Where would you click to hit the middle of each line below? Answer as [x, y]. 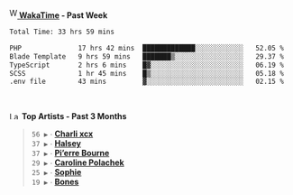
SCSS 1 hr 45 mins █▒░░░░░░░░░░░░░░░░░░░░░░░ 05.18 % [146, 73]
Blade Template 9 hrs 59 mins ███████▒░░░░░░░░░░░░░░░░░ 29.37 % [146, 56]
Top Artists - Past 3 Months [74, 116]
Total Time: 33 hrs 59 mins [62, 32]
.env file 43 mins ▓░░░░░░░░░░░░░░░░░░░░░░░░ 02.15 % [146, 82]
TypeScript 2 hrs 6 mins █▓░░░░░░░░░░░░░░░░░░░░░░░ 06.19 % [146, 65]
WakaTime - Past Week [64, 15]
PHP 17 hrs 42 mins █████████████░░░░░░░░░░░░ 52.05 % [146, 48]
